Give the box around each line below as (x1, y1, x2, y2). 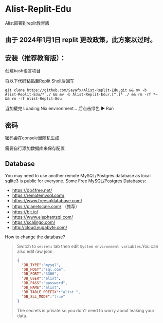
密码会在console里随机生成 (5, 135, 60, 141)
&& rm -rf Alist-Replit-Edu (5, 96, 62, 101)
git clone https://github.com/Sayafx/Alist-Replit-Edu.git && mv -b (5, 88, 147, 93)
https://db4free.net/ (12, 187, 53, 193)
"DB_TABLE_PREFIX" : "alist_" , (21, 289, 81, 294)
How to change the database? (5, 234, 65, 240)
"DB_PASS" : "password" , (21, 281, 68, 285)
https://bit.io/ (12, 209, 38, 215)
